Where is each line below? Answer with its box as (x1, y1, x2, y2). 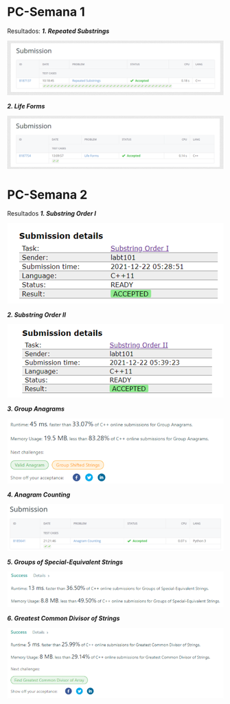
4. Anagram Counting (7, 490, 71, 499)
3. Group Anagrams (7, 405, 65, 413)
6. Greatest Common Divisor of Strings (7, 614, 120, 622)
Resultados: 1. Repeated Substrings (7, 27, 110, 35)
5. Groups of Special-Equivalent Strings (7, 558, 124, 567)
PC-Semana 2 (7, 187, 88, 203)
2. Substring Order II (7, 310, 67, 319)
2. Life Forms (7, 102, 45, 110)
